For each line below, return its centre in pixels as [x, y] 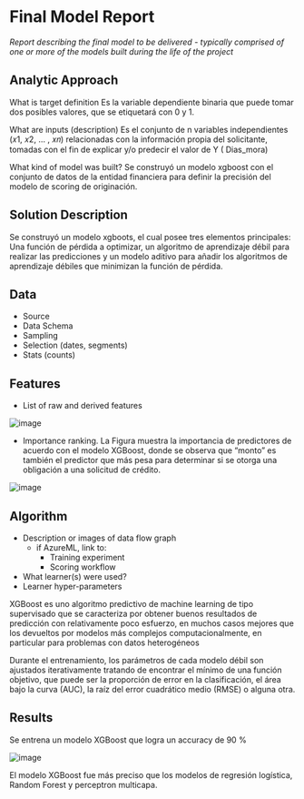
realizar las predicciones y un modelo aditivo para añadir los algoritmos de [149, 256]
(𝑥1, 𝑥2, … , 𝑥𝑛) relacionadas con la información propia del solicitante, [138, 139]
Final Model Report [82, 17]
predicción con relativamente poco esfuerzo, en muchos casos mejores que [152, 623]
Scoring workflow [83, 567]
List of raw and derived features [82, 406]
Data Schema [48, 326]
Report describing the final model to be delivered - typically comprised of [147, 42]
